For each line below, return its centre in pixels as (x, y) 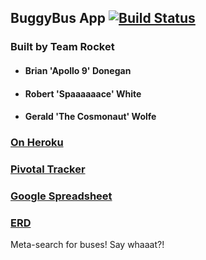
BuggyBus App (58, 18)
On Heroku (37, 143)
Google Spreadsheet (61, 196)
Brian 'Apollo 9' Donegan (78, 70)
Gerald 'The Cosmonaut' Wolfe (90, 117)
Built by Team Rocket (62, 47)
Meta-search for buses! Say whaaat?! (87, 245)
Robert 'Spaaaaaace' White (83, 93)
